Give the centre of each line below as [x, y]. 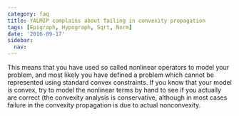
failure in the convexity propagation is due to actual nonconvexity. [104, 105]
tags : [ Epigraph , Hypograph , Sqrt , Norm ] [70, 27]
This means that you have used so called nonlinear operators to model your [118, 67]
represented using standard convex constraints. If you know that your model [119, 82]
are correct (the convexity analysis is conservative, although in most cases [117, 97]
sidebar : [20, 41]
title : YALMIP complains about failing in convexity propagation [106, 21]
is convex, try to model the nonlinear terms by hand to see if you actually [115, 90]
